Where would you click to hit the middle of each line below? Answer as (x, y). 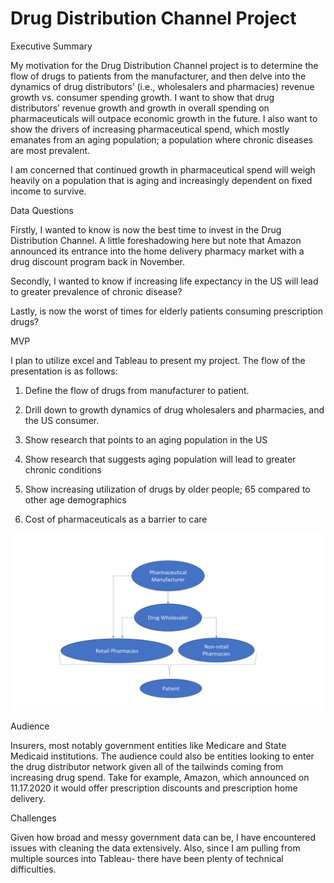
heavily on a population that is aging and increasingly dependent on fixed (161, 180)
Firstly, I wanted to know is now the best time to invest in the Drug (146, 229)
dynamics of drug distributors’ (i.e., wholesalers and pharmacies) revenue (162, 86)
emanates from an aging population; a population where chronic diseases (161, 139)
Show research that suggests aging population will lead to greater (160, 459)
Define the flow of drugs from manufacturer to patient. (137, 390)
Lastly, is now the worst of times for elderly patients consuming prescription (167, 311)
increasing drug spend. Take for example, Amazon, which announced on (160, 778)
